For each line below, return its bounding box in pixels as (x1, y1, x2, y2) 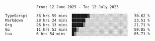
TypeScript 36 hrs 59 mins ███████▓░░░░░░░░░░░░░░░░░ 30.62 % (5, 13, 150, 18)
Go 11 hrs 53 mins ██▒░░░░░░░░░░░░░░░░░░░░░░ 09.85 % (5, 27, 150, 32)
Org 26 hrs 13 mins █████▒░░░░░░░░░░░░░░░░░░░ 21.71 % (5, 22, 150, 27)
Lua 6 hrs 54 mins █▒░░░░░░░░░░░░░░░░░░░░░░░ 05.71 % (5, 32, 150, 37)
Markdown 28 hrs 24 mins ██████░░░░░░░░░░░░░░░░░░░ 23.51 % (5, 18, 150, 23)
